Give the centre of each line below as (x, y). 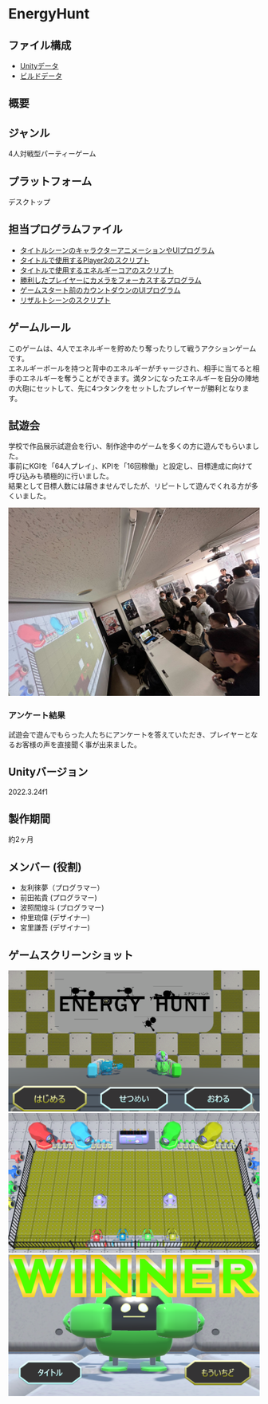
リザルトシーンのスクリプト (65, 300)
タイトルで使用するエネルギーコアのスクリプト (97, 270)
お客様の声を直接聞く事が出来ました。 (78, 744)
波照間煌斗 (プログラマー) (62, 908)
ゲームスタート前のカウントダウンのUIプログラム (100, 290)
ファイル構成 (40, 45)
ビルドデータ (41, 76)
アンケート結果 (37, 716)
